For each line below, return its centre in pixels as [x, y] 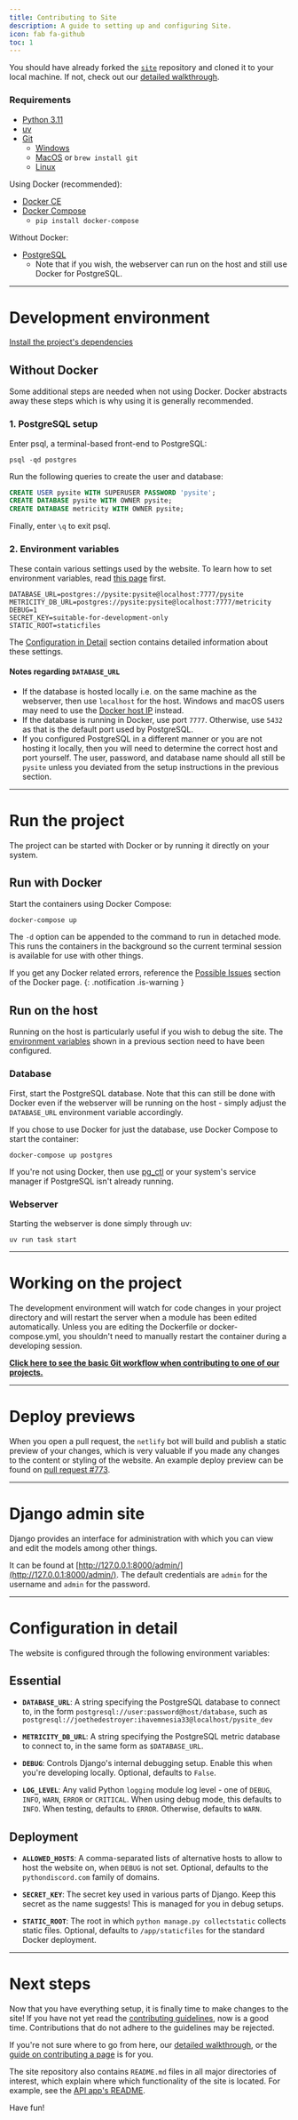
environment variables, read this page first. [88, 578]
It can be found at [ [44, 1565]
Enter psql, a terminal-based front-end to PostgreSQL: [108, 443]
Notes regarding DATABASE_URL [65, 671]
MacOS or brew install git [86, 157]
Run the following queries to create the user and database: [116, 476]
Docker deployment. [59, 1940]
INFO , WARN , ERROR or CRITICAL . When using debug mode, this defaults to [152, 1799]
